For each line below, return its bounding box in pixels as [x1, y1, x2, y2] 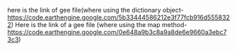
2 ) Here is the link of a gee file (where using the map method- [7, 21, 187, 28]
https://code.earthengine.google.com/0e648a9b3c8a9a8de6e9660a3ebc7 [7, 28, 227, 36]
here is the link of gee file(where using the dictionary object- [7, 6, 184, 14]
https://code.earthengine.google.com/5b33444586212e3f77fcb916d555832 [7, 13, 230, 22]
